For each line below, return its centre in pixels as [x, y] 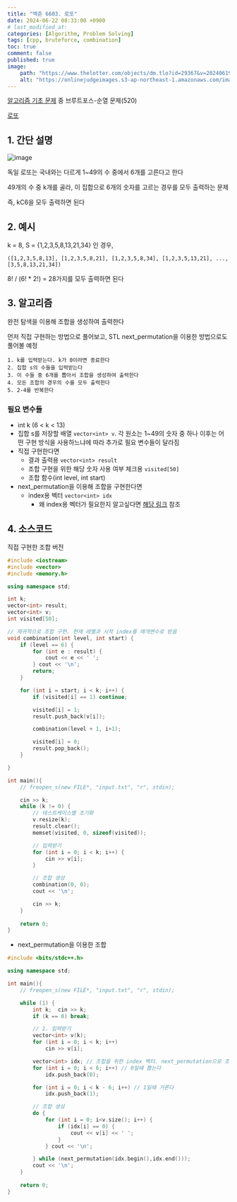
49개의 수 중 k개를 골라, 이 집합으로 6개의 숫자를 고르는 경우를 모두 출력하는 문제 [118, 187]
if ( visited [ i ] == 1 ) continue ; [80, 697]
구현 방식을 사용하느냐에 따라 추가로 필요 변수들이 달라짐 [102, 442]
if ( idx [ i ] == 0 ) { [86, 1126]
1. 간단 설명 [30, 140]
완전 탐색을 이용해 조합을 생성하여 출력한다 [66, 321]
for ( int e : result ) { [67, 652]
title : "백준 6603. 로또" [42, 14]
